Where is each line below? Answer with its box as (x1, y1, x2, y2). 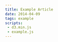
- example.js (7, 29, 34, 34)
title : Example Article (5, 7, 54, 12)
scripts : (5, 20, 23, 26)
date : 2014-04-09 (5, 12, 40, 16)
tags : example (5, 16, 34, 21)
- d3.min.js (7, 25, 32, 30)
